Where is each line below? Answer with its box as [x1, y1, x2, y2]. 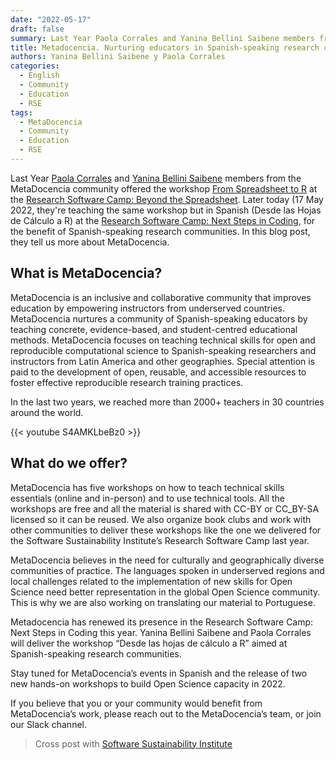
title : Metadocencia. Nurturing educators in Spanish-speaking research [10, 42, 320, 53]
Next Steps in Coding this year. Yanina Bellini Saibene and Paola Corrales [10, 626, 312, 638]
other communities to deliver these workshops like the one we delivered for [10, 524, 322, 536]
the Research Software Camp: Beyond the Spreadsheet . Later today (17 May [10, 193, 324, 205]
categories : [10, 61, 60, 71]
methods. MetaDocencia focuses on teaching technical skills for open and [10, 334, 316, 346]
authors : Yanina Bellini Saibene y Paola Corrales [10, 52, 226, 62]
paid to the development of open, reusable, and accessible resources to [10, 366, 307, 378]
